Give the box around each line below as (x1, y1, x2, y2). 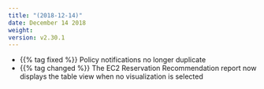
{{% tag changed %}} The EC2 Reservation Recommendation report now (19, 64, 257, 73)
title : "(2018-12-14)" (8, 11, 83, 20)
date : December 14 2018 (8, 19, 87, 27)
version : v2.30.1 (8, 33, 65, 42)
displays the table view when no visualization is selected (19, 72, 203, 81)
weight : (8, 26, 34, 34)
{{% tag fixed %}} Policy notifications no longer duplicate (19, 55, 206, 65)
